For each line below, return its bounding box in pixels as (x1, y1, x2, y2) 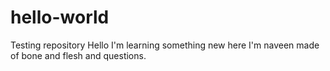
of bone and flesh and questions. (10, 49, 147, 61)
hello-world (10, 6, 110, 29)
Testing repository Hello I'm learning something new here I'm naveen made (10, 39, 320, 51)
